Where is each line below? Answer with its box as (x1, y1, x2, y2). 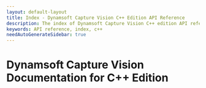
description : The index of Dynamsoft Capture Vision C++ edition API (6, 20, 188, 26)
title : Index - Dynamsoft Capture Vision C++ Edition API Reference (6, 15, 185, 21)
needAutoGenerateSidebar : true (6, 32, 86, 38)
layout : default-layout (6, 9, 67, 15)
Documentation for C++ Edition (6, 71, 169, 85)
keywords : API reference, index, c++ (6, 26, 103, 32)
